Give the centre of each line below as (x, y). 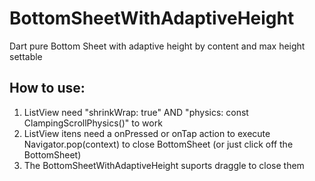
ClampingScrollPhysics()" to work (93, 123)
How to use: (47, 88)
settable (26, 56)
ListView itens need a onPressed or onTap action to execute (147, 133)
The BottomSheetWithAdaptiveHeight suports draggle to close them (164, 165)
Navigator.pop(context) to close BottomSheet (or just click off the (158, 144)
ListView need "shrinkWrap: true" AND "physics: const (136, 112)
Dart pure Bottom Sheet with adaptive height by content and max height (157, 46)
